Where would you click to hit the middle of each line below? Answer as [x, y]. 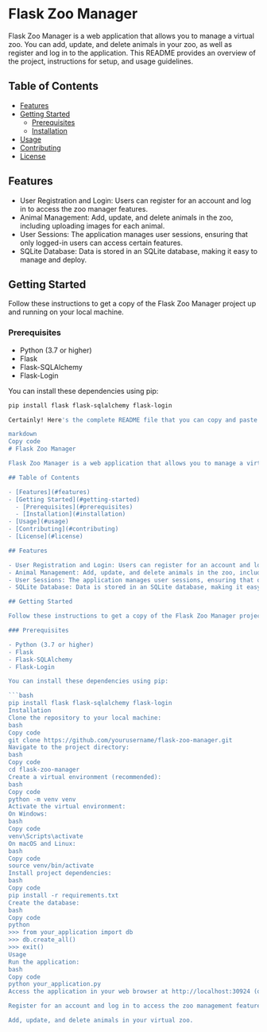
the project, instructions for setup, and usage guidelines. [101, 61]
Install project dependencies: [60, 873]
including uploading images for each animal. [92, 226]
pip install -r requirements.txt [64, 895]
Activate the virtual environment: [67, 807]
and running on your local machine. [66, 312]
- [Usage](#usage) [39, 522]
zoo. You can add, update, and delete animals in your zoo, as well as [120, 44]
